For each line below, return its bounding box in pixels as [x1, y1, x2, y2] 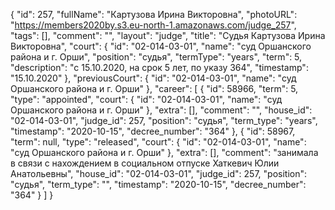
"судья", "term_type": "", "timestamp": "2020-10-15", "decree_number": [10, 179, 307, 190]
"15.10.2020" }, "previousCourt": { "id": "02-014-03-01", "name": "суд [10, 72, 297, 84]
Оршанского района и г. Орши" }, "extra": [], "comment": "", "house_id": [10, 104, 313, 116]
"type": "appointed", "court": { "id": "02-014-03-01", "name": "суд [10, 94, 283, 105]
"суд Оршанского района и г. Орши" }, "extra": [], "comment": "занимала [10, 147, 319, 158]
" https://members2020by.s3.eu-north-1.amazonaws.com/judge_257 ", [10, 19, 297, 31]
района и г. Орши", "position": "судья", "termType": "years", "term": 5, [10, 51, 303, 63]
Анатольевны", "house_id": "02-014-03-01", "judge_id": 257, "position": [10, 168, 308, 179]
